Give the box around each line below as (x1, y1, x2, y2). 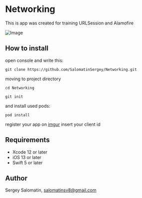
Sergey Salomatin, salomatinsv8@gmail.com (5, 187, 97, 193)
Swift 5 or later (12, 160, 43, 166)
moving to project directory (5, 76, 61, 82)
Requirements (5, 136, 50, 144)
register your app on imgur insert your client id (5, 121, 101, 127)
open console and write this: (5, 57, 64, 63)
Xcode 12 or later (12, 149, 47, 155)
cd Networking (5, 85, 35, 90)
